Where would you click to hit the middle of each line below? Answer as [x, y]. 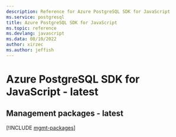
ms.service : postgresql [35, 17]
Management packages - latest [65, 114]
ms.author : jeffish [30, 50]
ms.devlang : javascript [35, 34]
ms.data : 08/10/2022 [32, 39]
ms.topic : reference [32, 28]
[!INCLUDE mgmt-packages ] [41, 128]
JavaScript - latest [52, 92]
